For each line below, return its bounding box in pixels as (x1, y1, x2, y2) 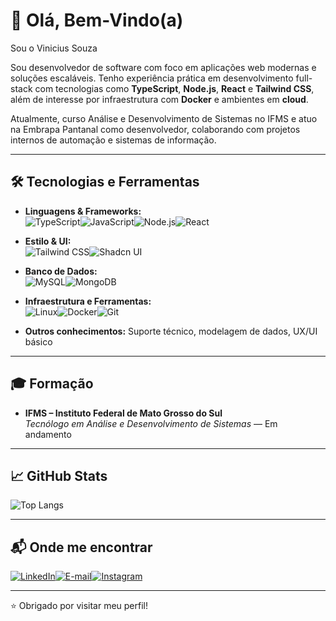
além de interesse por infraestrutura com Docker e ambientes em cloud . (10, 93, 309, 105)
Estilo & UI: (24, 235, 72, 247)
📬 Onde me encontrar (10, 539, 153, 556)
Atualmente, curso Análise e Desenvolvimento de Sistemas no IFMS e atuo (10, 112, 318, 124)
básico (24, 335, 53, 348)
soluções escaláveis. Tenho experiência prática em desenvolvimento (10, 72, 294, 84)
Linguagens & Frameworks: (24, 205, 142, 217)
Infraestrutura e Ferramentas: (24, 295, 152, 307)
